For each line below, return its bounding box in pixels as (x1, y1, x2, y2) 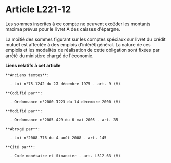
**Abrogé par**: (5, 126, 40, 132)
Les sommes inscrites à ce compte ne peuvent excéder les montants (5, 21, 151, 27)
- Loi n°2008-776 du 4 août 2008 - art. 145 (10, 135, 107, 140)
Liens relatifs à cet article (5, 62, 61, 68)
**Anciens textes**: (5, 72, 50, 78)
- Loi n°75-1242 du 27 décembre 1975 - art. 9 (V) (10, 81, 121, 86)
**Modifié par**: (5, 108, 43, 114)
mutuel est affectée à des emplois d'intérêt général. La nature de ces (5, 41, 151, 47)
